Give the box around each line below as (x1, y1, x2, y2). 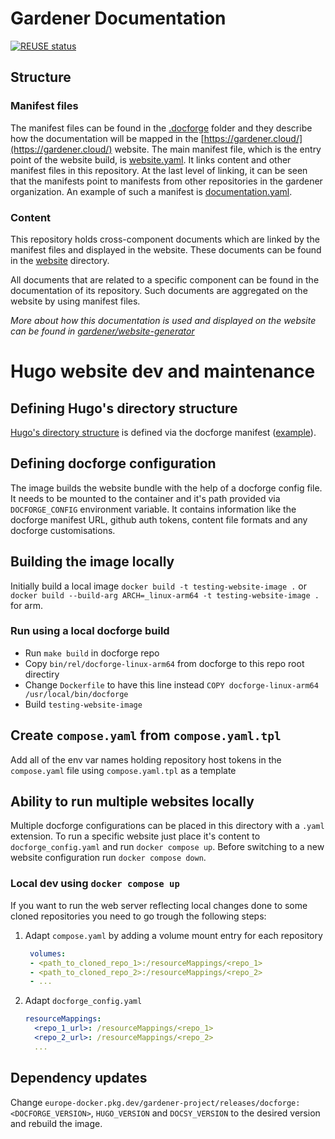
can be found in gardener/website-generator (10, 325, 195, 337)
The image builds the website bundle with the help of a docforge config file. (10, 482, 323, 494)
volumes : (29, 948, 67, 959)
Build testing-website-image (24, 698, 143, 710)
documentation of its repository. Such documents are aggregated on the (10, 284, 308, 296)
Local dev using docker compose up (10, 877, 180, 891)
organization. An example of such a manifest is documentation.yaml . (10, 185, 293, 197)
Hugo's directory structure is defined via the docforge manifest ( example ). (10, 426, 317, 438)
